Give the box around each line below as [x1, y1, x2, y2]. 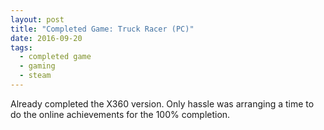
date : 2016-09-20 [10, 33, 83, 43]
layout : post [10, 14, 65, 25]
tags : [10, 42, 33, 53]
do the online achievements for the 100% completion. [10, 108, 231, 120]
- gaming [19, 61, 56, 71]
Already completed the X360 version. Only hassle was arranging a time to [10, 97, 315, 110]
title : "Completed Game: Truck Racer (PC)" [10, 24, 195, 34]
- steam [19, 71, 52, 81]
